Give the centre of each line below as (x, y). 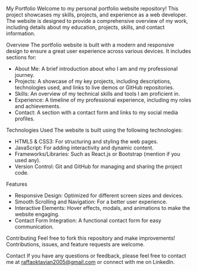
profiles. (25, 119)
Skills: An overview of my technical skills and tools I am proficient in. (97, 94)
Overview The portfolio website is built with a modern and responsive (90, 45)
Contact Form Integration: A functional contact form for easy (88, 220)
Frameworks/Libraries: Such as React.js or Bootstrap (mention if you (97, 154)
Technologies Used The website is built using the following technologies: (94, 130)
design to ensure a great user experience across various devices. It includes (98, 51)
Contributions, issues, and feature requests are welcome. (76, 244)
